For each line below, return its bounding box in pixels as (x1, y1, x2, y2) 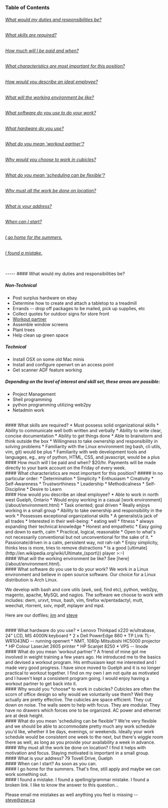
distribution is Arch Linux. (5, 577, 58, 583)
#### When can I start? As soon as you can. (5, 761, 97, 767)
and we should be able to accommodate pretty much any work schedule (5, 723, 155, 729)
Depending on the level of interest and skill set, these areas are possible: (5, 378, 160, 384)
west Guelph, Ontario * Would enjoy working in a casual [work (5, 497, 134, 503)
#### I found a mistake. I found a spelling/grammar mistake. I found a (5, 777, 149, 783)
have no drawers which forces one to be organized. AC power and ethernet (5, 707, 161, 714)
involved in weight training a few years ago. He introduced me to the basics (5, 654, 161, 660)
